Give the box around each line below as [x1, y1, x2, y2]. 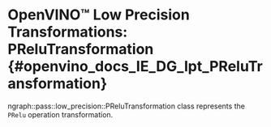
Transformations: [7, 23, 128, 41]
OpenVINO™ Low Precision [7, 6, 190, 24]
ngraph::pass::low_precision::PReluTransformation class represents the [7, 101, 245, 111]
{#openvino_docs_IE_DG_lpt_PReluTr [7, 57, 263, 76]
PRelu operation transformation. [7, 109, 114, 119]
